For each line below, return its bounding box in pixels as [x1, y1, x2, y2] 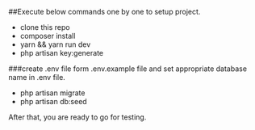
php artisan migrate [19, 88, 86, 98]
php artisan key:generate [19, 48, 104, 57]
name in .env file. [8, 73, 66, 82]
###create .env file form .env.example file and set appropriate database [8, 64, 248, 73]
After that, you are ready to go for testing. [8, 112, 147, 122]
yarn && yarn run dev [19, 40, 91, 49]
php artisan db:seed [19, 97, 87, 106]
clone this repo [19, 23, 70, 31]
